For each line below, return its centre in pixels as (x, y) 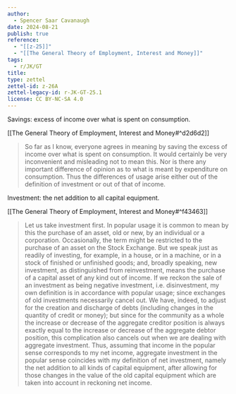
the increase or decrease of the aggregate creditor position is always (125, 323)
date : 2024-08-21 (33, 27)
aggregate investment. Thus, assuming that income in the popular (120, 345)
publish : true (28, 34)
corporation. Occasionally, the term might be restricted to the (113, 240)
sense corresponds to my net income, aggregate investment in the (121, 353)
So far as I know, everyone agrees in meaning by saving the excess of (126, 147)
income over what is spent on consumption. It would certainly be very (126, 154)
